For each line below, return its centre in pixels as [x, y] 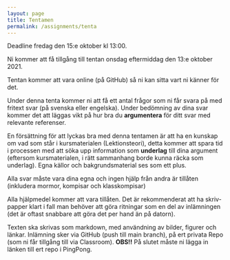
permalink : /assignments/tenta [52, 26]
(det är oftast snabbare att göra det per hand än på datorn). [91, 214]
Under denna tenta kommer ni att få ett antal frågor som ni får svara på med [115, 101]
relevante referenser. [37, 123]
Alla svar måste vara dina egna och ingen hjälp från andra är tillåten [103, 179]
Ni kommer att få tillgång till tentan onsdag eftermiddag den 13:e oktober [110, 59]
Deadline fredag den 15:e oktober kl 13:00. [67, 46]
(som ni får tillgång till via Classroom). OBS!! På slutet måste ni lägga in [108, 242]
